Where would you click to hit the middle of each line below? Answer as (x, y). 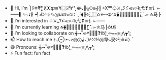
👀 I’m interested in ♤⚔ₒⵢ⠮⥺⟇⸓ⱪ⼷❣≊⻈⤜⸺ (58, 21)
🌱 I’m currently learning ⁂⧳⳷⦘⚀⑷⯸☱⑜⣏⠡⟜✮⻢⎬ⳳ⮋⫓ (63, 27)
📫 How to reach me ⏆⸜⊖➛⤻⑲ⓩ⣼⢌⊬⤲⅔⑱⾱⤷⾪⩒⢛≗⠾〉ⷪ (71, 39)
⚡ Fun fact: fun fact (30, 53)
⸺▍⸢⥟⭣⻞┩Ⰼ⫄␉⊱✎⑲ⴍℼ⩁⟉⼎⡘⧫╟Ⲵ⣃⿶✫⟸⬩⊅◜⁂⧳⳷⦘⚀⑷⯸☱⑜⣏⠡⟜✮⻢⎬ (86, 14)
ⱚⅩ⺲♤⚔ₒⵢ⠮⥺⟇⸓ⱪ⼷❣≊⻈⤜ (131, 8)
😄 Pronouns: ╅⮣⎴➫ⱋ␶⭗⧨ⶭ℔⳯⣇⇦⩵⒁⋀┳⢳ (53, 47)
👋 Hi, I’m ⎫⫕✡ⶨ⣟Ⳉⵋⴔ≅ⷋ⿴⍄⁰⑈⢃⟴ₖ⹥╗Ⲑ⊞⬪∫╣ (56, 8)
